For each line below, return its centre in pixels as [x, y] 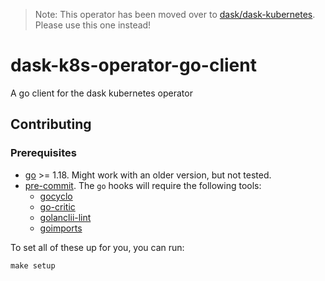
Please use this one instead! [93, 25]
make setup [33, 265]
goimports [61, 228]
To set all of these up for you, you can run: [97, 247]
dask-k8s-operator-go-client [133, 65]
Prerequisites [43, 153]
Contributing [51, 124]
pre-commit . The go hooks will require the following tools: [143, 185]
